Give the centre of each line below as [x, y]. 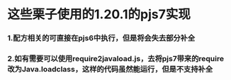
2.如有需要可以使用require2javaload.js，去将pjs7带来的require [116, 59]
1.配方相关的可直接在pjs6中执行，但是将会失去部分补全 [101, 38]
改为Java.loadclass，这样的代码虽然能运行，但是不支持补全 [110, 69]
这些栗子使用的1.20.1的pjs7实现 [99, 14]
